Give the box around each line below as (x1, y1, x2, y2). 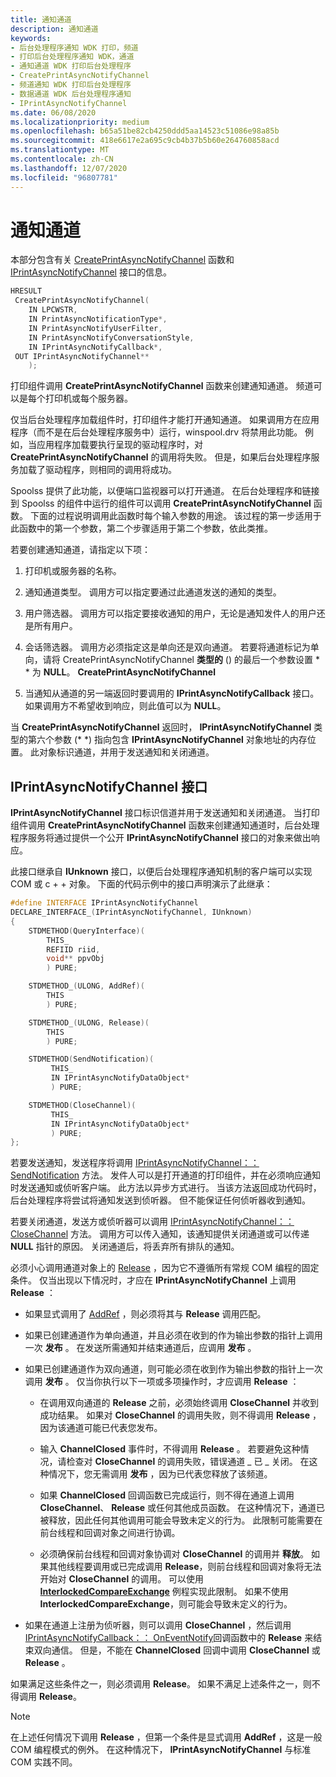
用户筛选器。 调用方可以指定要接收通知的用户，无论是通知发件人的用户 (24, 607, 317, 620)
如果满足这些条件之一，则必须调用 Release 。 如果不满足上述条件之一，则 (10, 1678, 312, 1690)
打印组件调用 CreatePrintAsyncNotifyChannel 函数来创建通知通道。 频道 (10, 380, 314, 392)
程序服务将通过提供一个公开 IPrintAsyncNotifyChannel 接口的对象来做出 (10, 832, 312, 844)
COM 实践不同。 (10, 1756, 78, 1768)
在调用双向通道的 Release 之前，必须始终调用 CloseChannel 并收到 (39, 1397, 319, 1409)
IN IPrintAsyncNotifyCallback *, (28, 342, 163, 352)
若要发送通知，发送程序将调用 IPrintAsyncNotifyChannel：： (10, 1157, 260, 1169)
